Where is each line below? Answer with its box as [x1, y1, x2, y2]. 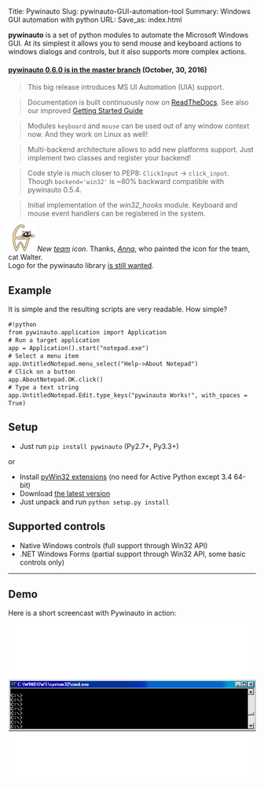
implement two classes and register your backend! [27, 153, 192, 163]
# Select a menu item [8, 352, 79, 360]
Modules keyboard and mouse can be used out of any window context [27, 121, 250, 131]
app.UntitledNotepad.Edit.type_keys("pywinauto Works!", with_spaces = [8, 392, 247, 400]
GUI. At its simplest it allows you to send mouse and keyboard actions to [8, 39, 242, 48]
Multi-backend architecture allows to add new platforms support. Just [27, 145, 254, 154]
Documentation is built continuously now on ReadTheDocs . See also [27, 98, 249, 107]
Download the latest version [19, 488, 111, 498]
